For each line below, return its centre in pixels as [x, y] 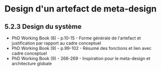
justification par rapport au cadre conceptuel [56, 43]
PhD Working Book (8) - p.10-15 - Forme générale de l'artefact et [76, 38]
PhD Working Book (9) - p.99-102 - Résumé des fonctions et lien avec [81, 48]
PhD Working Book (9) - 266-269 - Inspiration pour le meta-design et [81, 58]
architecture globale [32, 64]
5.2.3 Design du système [43, 27]
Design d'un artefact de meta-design [81, 9]
